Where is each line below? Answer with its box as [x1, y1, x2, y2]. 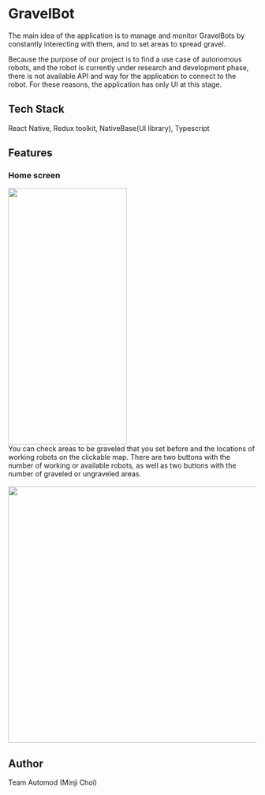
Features [8, 147, 53, 160]
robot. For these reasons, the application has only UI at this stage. [8, 80, 222, 89]
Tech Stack [8, 103, 65, 116]
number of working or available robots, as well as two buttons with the [8, 461, 237, 470]
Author [8, 756, 43, 770]
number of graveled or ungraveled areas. [8, 469, 142, 479]
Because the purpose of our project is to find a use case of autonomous [8, 54, 242, 64]
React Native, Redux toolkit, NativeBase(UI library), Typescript [8, 123, 211, 132]
